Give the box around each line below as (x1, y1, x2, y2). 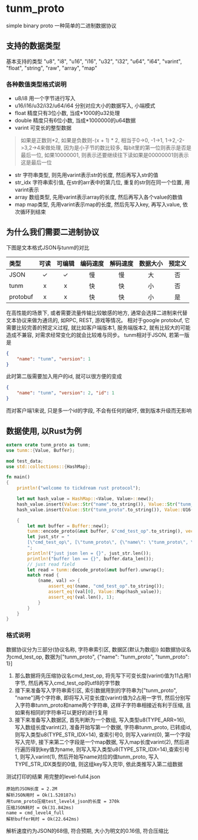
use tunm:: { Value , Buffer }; (6, 447, 75, 453)
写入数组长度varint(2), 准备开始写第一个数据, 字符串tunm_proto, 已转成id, (14, 723, 192, 730)
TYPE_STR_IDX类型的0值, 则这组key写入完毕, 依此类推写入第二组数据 (14, 760, 183, 767)
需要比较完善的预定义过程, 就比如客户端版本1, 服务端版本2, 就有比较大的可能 (6, 324, 191, 331)
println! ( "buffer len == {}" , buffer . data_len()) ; (27, 556, 154, 562)
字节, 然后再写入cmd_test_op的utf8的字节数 (14, 679, 121, 686)
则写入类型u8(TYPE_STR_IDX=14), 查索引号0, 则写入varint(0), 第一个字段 (14, 731, 191, 738)
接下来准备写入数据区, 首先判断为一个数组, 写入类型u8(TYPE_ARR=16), (14, 716, 186, 723)
